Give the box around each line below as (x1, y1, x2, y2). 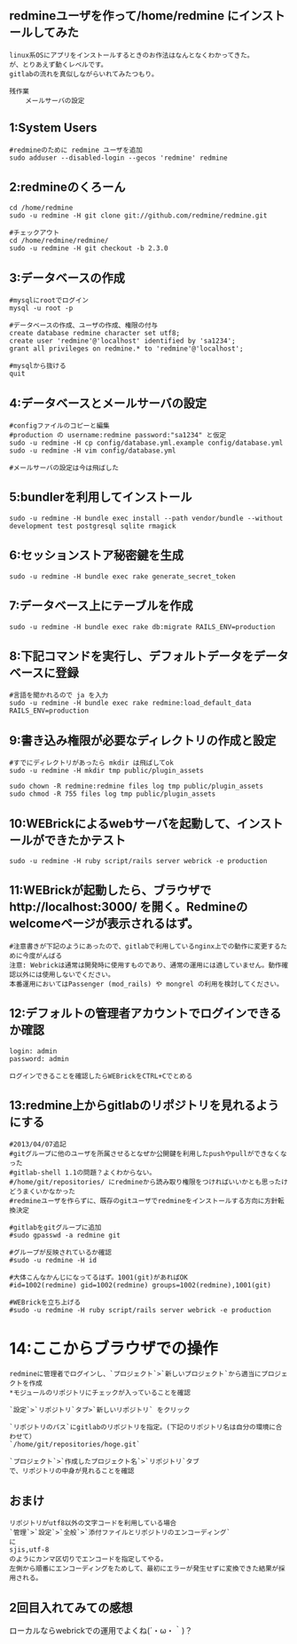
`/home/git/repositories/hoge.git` (9, 1440, 141, 1449)
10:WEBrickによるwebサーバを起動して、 (9, 815, 238, 831)
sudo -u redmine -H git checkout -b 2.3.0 (9, 244, 168, 253)
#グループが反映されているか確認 (9, 1248, 113, 1257)
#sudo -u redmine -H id (9, 1256, 98, 1265)
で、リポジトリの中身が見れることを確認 (9, 1467, 135, 1475)
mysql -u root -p (9, 304, 74, 313)
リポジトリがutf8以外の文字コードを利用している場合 (9, 1519, 177, 1528)
